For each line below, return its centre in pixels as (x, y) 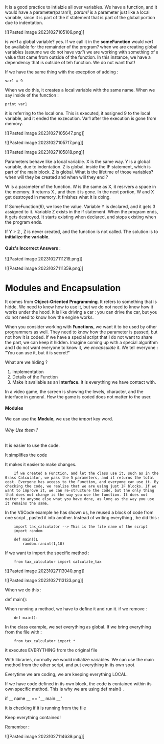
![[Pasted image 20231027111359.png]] (44, 268)
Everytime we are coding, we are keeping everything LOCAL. (67, 674)
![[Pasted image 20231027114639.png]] (45, 736)
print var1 (16, 104)
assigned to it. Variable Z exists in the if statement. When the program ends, (82, 212)
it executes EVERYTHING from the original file (51, 650)
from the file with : (23, 632)
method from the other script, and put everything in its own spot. (70, 665)
